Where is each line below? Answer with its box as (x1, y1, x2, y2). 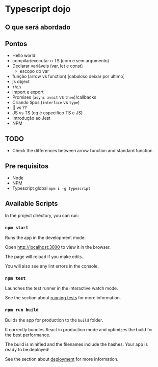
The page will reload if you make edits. (5, 254, 83, 260)
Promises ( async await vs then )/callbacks (12, 94, 97, 100)
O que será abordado (5, 23, 71, 31)
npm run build (5, 307, 39, 313)
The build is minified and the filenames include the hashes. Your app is (5, 341, 148, 347)
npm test (5, 276, 26, 281)
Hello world (12, 52, 36, 58)
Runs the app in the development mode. (5, 235, 86, 241)
